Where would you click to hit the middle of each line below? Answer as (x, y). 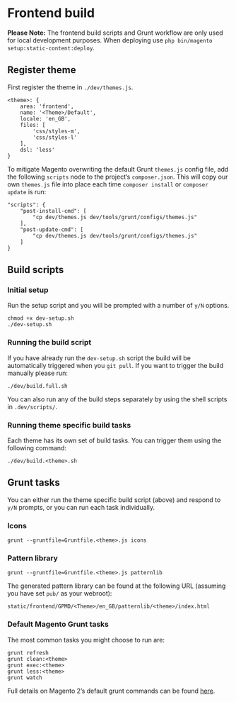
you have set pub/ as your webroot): (60, 594)
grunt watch (25, 678)
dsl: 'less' (37, 150)
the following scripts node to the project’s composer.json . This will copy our (118, 177)
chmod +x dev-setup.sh (41, 318)
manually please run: (38, 373)
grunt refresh (28, 653)
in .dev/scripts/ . (33, 406)
